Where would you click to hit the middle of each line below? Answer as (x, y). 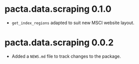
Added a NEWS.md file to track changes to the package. (66, 56)
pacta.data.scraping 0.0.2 (59, 43)
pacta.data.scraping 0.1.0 (58, 9)
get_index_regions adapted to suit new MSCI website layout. (73, 23)
